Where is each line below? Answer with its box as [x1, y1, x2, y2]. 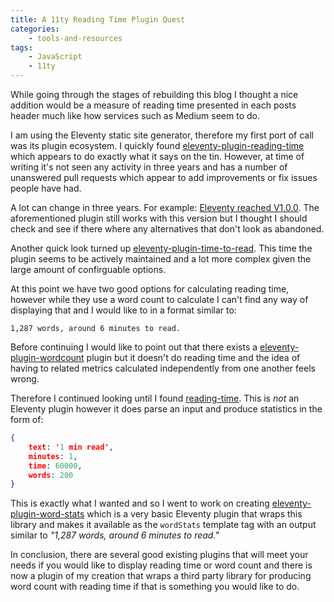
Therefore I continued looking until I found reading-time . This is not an [10, 392, 300, 404]
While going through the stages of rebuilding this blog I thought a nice [10, 89, 299, 100]
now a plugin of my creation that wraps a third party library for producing [10, 570, 312, 582]
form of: [10, 414, 44, 425]
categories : [10, 24, 60, 34]
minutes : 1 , [28, 451, 78, 461]
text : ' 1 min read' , [28, 442, 114, 452]
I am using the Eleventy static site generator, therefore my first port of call [10, 129, 315, 141]
